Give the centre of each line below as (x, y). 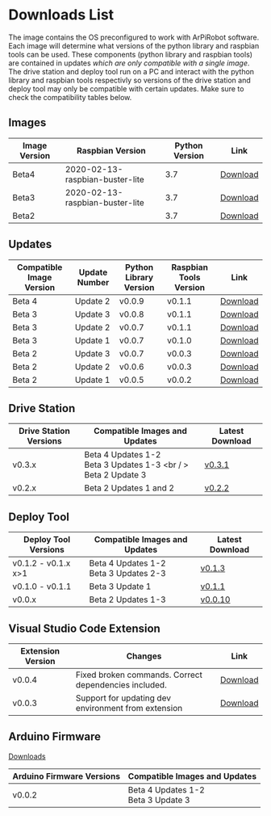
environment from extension (129, 708)
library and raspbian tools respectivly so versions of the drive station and (130, 80)
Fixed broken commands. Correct (139, 675)
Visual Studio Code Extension (85, 628)
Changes (144, 656)
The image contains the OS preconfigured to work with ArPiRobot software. (134, 37)
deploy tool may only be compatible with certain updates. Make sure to (126, 88)
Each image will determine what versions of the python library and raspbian (134, 45)
